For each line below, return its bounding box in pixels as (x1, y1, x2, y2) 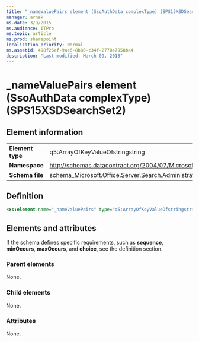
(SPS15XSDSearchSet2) (6, 103, 126, 117)
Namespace (9, 161, 44, 169)
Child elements (6, 289, 51, 297)
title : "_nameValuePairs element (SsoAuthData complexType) (6, 8, 158, 15)
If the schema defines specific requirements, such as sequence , (6, 239, 164, 246)
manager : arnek (6, 14, 44, 20)
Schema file (9, 170, 44, 179)
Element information (6, 127, 84, 137)
